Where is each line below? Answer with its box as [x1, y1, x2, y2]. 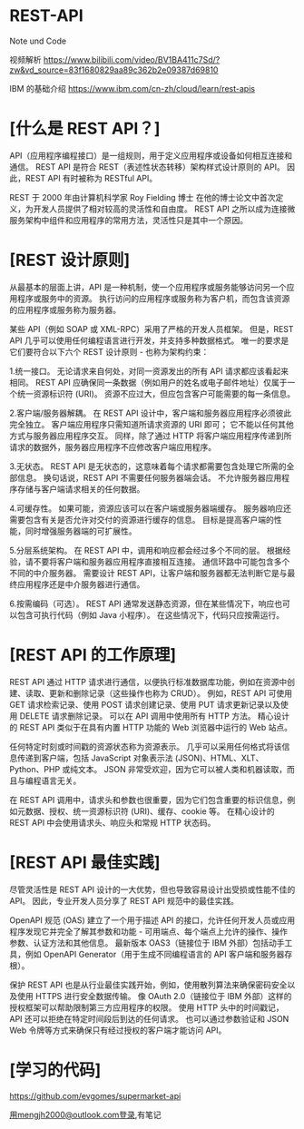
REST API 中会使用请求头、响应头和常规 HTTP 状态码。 [9, 817, 216, 828]
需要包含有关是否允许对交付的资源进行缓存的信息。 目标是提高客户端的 [9, 514, 274, 525]
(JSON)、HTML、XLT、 [175, 752, 264, 763]
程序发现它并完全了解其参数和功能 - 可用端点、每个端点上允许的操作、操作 [9, 926, 289, 937]
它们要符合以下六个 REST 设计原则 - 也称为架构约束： [9, 346, 210, 357]
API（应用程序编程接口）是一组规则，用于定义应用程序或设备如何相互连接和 [9, 150, 293, 161]
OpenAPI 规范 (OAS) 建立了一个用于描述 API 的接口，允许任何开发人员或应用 [9, 914, 296, 926]
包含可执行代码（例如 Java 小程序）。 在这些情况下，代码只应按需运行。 [16, 609, 285, 620]
